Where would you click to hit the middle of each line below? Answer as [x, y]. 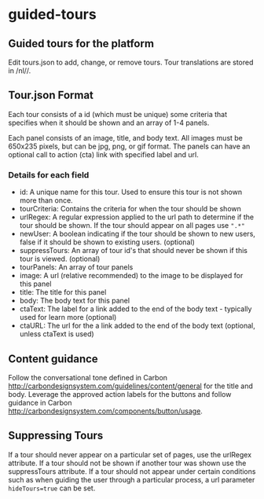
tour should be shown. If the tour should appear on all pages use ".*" [132, 226]
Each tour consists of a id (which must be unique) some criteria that [118, 114]
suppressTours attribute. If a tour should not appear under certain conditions [132, 471]
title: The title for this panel [63, 292]
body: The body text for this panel [75, 301]
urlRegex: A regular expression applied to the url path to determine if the [136, 217]
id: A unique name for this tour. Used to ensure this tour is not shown [130, 192]
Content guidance [53, 359]
